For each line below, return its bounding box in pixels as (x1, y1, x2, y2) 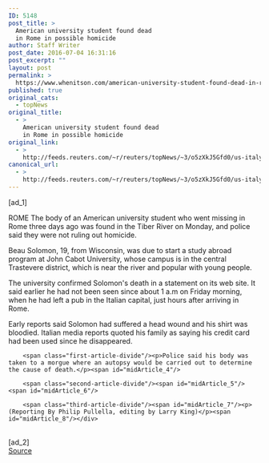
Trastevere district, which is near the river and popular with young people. (8, 262, 252, 272)
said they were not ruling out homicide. (8, 230, 138, 240)
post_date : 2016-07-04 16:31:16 (8, 49, 116, 57)
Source (8, 445, 32, 455)
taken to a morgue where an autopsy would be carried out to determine (8, 358, 252, 367)
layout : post (8, 64, 52, 72)
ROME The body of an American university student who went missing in (8, 213, 246, 223)
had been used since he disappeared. (8, 336, 133, 345)
